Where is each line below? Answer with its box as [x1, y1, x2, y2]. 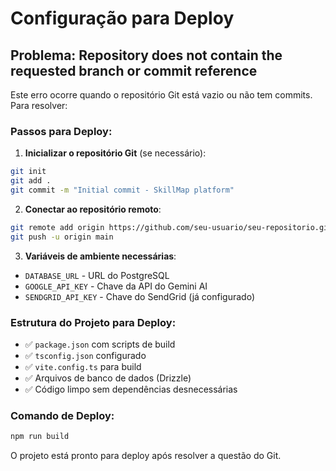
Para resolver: [10, 100, 68, 111]
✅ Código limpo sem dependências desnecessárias [24, 383, 238, 395]
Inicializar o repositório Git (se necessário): [24, 147, 207, 159]
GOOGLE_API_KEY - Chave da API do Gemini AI [24, 280, 208, 292]
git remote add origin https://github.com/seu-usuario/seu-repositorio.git [10, 222, 333, 232]
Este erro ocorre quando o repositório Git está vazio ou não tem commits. [10, 89, 313, 101]
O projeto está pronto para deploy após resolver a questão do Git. [10, 450, 282, 462]
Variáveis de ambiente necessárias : [24, 250, 177, 262]
